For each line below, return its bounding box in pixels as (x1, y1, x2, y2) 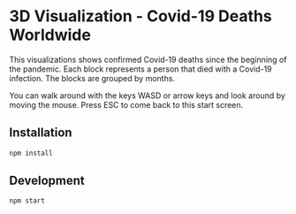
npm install (9, 149, 53, 157)
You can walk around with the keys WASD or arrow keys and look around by (9, 90, 285, 101)
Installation (9, 126, 72, 141)
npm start (9, 196, 46, 205)
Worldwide (9, 25, 91, 45)
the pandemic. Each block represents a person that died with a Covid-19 (9, 64, 272, 74)
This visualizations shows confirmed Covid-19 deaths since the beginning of (9, 54, 287, 65)
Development (9, 173, 86, 188)
